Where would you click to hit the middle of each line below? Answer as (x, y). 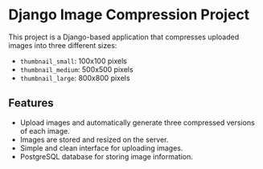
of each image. (45, 131)
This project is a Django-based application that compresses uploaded (124, 37)
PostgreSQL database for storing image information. (106, 156)
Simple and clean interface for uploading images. (101, 148)
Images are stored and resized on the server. (94, 139)
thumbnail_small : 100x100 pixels (73, 61)
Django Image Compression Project (129, 15)
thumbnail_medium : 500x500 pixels (77, 69)
